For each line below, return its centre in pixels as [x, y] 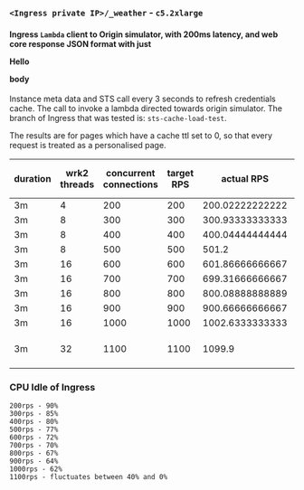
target [180, 174]
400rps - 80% [34, 422]
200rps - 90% [34, 406]
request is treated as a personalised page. [88, 146]
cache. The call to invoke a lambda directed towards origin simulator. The [146, 108]
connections [130, 184]
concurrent [130, 174]
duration [33, 179]
